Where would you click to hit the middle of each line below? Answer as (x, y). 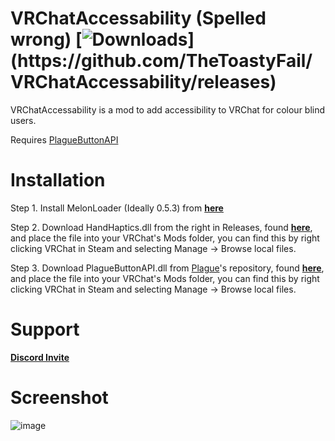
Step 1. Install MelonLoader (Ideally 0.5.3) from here (117, 208)
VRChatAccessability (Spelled (138, 18)
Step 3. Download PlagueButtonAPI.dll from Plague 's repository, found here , (167, 268)
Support (45, 329)
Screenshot (59, 398)
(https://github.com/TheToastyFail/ (161, 61)
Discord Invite (40, 357)
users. (23, 120)
